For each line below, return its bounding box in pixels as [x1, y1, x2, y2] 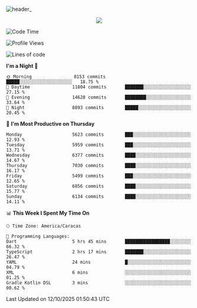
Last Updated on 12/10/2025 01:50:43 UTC [6, 296, 110, 302]
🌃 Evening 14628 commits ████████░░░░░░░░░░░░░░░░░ [6, 94, 192, 100]
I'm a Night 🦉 [6, 63, 38, 69]
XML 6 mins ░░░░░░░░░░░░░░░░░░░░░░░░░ [6, 270, 192, 276]
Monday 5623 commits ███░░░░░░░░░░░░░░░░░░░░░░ [6, 132, 192, 137]
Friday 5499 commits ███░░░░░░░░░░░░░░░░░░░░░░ [6, 173, 192, 179]
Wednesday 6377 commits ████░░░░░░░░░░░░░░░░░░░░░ [6, 152, 192, 158]
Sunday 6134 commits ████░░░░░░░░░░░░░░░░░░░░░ [6, 194, 192, 199]
